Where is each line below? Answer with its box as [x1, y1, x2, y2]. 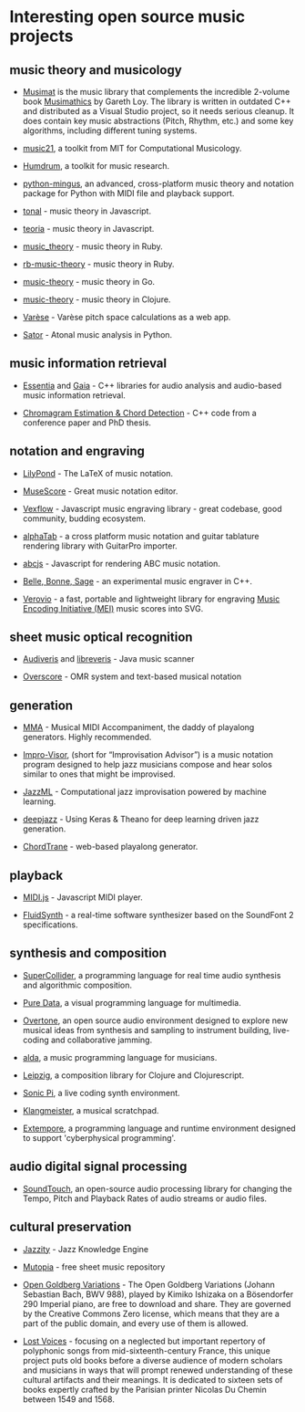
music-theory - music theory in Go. [22, 277, 156, 287]
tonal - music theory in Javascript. [22, 205, 152, 216]
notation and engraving [9, 444, 146, 459]
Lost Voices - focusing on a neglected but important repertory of [22, 1335, 266, 1346]
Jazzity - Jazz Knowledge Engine [22, 1243, 148, 1254]
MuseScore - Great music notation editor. [22, 486, 178, 497]
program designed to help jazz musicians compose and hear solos [22, 759, 273, 770]
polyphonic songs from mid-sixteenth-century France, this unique [22, 1344, 270, 1356]
